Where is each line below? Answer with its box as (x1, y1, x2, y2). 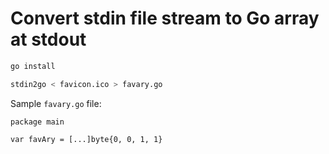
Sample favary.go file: (10, 97, 102, 109)
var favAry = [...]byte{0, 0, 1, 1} (10, 134, 163, 144)
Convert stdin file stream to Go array (10, 7, 320, 30)
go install (10, 61, 56, 71)
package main (10, 117, 65, 127)
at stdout (10, 28, 87, 51)
